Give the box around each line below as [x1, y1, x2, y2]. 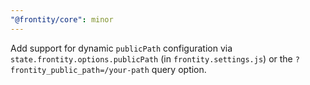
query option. [151, 63, 207, 75]
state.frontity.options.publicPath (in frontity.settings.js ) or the [10, 52, 293, 65]
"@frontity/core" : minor [10, 14, 114, 25]
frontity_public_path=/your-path [10, 65, 150, 75]
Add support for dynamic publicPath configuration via [10, 42, 233, 54]
